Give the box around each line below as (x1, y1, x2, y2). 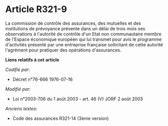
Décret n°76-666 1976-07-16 (12, 76, 73, 82)
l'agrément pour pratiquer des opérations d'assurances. (5, 47, 122, 53)
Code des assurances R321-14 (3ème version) (12, 115, 109, 121)
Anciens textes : (5, 105, 38, 111)
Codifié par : (5, 67, 30, 73)
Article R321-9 (5, 4, 67, 15)
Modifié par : (5, 86, 31, 92)
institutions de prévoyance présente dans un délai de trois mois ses (5, 25, 145, 31)
